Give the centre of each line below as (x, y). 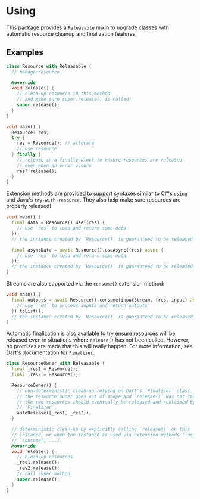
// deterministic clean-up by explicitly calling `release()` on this (101, 429)
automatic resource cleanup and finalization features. (71, 33)
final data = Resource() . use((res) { (58, 223)
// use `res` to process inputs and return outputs (82, 305)
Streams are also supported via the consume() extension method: (85, 283)
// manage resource (36, 72)
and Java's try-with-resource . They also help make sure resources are (93, 200)
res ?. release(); (37, 171)
